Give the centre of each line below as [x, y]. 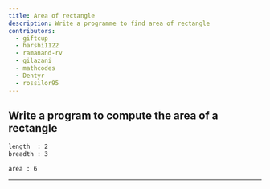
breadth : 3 [28, 154]
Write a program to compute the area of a [113, 115]
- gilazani [34, 61]
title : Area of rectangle [51, 16]
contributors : [32, 31]
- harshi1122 [37, 46]
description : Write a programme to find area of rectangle [109, 23]
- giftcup [32, 38]
